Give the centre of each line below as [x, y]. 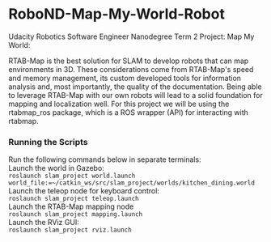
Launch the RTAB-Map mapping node [71, 206]
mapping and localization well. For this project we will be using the [119, 104]
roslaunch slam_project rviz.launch [70, 230]
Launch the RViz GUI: [44, 223]
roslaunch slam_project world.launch [72, 176]
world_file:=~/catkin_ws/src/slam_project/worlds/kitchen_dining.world [131, 183]
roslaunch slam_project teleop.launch [74, 199]
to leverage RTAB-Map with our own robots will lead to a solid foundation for [135, 95]
